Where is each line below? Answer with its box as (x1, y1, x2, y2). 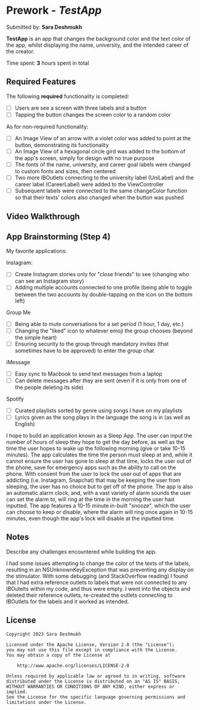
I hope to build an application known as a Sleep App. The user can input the (6, 432, 192, 439)
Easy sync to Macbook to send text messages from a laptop (14, 370, 162, 377)
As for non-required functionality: (6, 123, 88, 130)
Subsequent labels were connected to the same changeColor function (14, 187, 187, 195)
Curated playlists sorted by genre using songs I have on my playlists (14, 407, 183, 414)
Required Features (6, 77, 76, 87)
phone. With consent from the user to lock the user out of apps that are (6, 470, 181, 477)
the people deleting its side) (14, 383, 84, 391)
